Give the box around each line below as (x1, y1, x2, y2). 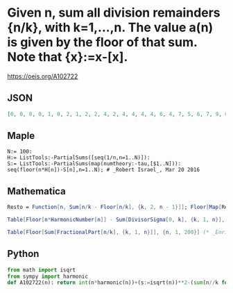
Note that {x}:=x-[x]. (7, 49, 128, 65)
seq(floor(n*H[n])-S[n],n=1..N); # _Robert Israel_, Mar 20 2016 (7, 167, 200, 174)
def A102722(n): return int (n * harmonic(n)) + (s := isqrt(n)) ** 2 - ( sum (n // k (7, 279, 218, 286)
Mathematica (7, 185, 66, 197)
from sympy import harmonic (7, 273, 89, 280)
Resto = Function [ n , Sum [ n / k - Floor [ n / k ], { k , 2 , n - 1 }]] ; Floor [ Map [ (7, 203, 222, 211)
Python (7, 248, 40, 260)
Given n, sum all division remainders (7, 5, 221, 21)
